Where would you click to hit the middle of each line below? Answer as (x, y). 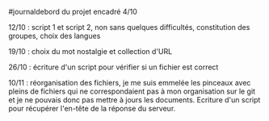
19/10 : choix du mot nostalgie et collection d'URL (90, 51)
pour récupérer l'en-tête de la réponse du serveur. (92, 108)
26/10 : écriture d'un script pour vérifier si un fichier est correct (113, 67)
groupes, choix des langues (55, 36)
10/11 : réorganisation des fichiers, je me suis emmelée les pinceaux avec (130, 83)
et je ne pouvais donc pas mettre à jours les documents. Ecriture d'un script (134, 100)
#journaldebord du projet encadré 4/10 (73, 12)
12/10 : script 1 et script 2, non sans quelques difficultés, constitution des (129, 27)
